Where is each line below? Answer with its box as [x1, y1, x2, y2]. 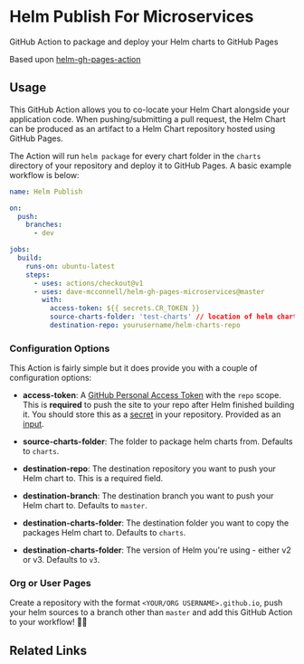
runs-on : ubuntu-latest [25, 261, 116, 270]
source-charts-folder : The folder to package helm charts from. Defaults [22, 436, 293, 447]
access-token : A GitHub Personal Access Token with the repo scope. [22, 390, 282, 401]
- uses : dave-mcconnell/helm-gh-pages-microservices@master [33, 287, 265, 296]
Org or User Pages [9, 577, 92, 590]
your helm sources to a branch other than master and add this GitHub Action [9, 607, 293, 618]
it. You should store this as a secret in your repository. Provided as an [22, 409, 281, 420]
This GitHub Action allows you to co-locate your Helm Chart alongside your [9, 104, 290, 115]
